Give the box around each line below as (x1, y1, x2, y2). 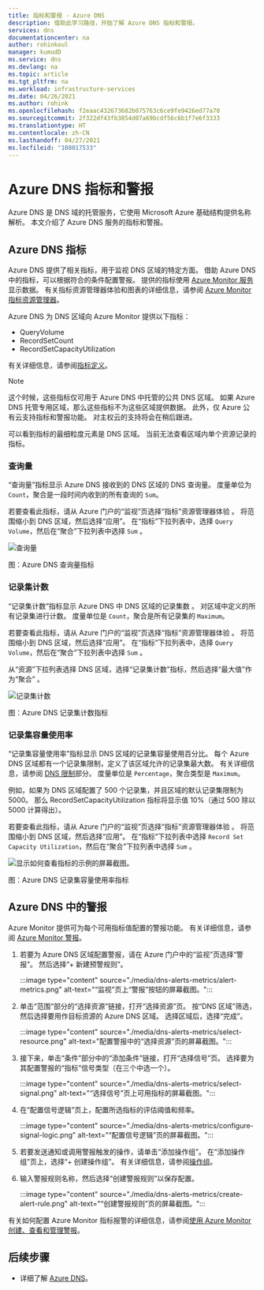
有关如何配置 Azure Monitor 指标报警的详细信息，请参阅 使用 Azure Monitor (8, 1215, 252, 1224)
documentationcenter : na (8, 33, 90, 42)
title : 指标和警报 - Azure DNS (8, 11, 105, 20)
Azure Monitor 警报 (17, 932, 80, 942)
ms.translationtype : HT (8, 122, 87, 129)
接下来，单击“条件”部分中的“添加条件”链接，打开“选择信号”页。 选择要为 (19, 1053, 255, 1063)
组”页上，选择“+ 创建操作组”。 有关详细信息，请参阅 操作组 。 (19, 1157, 218, 1166)
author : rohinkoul (8, 41, 69, 49)
